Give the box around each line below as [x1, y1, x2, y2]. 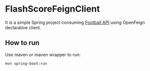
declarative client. [5, 24, 41, 30]
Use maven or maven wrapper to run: [5, 52, 81, 57]
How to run [5, 39, 40, 47]
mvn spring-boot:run [5, 61, 48, 66]
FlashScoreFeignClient [5, 3, 100, 15]
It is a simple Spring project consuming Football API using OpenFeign [5, 19, 145, 25]
